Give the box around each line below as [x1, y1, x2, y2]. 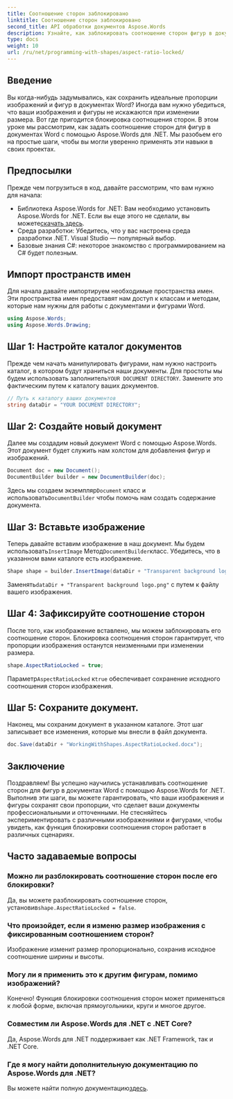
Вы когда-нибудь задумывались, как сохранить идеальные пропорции [7, 93, 218, 101]
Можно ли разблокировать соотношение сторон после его [7, 871, 218, 881]
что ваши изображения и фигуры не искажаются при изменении [7, 108, 200, 116]
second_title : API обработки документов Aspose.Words [7, 23, 166, 30]
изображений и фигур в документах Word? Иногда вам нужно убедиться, [7, 100, 226, 108]
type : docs [7, 36, 39, 43]
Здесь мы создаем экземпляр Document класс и [7, 486, 146, 495]
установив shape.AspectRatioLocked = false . [7, 903, 137, 911]
